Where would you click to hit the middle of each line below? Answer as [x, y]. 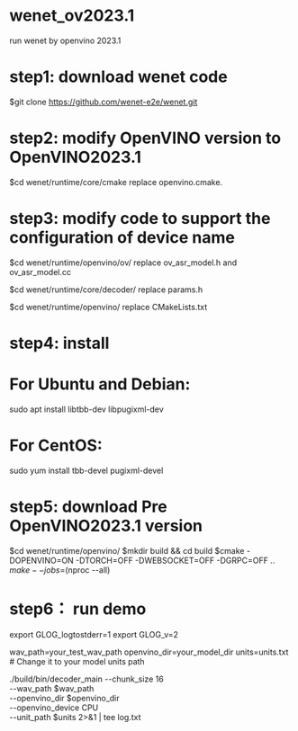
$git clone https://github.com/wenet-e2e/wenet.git [104, 102]
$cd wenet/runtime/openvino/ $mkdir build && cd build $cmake [127, 550]
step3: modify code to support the [140, 218]
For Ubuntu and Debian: [100, 384]
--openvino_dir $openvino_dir [64, 698]
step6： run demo [78, 609]
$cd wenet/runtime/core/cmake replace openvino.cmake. [116, 182]
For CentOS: [56, 446]
